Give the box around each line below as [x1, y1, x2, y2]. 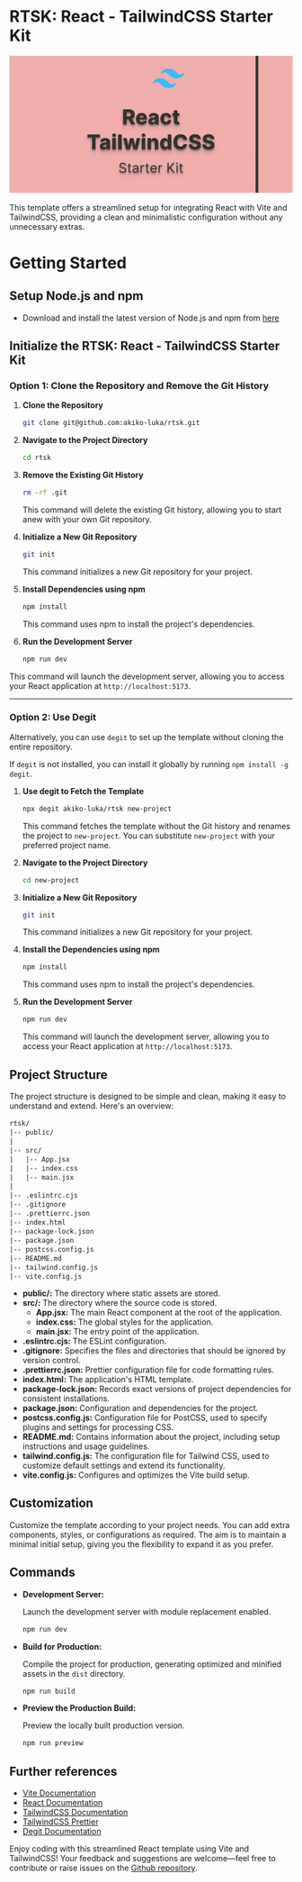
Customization [9, 1496, 94, 1511]
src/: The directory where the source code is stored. [22, 1298, 218, 1308]
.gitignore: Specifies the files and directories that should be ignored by [22, 1345, 286, 1356]
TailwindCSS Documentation [22, 1807, 129, 1818]
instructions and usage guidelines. [22, 1441, 150, 1452]
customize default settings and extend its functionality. [22, 1461, 226, 1471]
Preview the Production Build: [22, 1703, 137, 1714]
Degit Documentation [22, 1826, 102, 1837]
